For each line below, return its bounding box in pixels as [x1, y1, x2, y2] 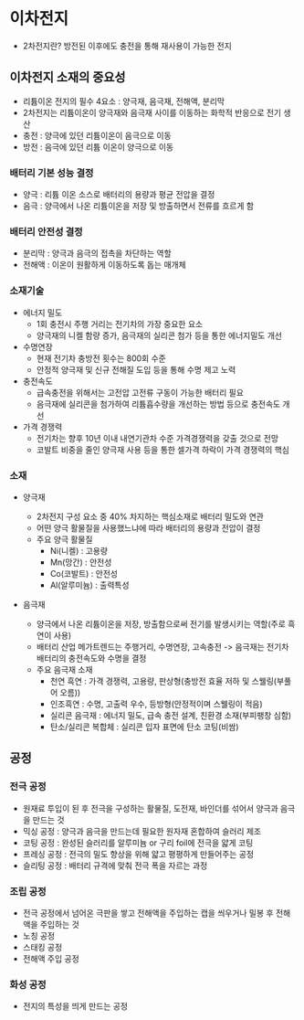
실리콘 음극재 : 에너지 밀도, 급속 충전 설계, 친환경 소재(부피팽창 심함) [49, 709, 292, 720]
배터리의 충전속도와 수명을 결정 [36, 653, 147, 664]
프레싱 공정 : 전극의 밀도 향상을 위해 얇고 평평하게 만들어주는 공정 [22, 848, 254, 859]
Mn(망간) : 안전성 [49, 557, 112, 568]
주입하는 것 [39, 919, 79, 930]
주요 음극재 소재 [36, 664, 93, 675]
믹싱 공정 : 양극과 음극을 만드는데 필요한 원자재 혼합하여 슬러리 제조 [22, 825, 262, 836]
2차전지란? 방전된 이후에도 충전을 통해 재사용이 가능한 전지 [22, 40, 233, 51]
